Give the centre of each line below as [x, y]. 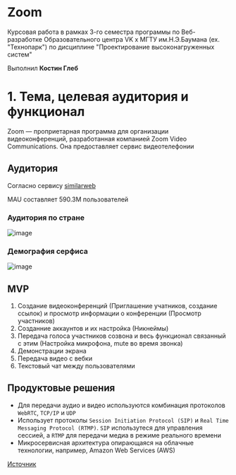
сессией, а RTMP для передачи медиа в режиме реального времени [119, 435]
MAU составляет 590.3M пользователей [68, 199]
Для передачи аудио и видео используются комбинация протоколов [121, 405]
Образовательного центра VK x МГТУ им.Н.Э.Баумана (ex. [132, 39]
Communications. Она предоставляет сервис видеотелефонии [101, 146]
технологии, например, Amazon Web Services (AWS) [97, 450]
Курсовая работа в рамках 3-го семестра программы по [94, 32]
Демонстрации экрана [52, 351]
